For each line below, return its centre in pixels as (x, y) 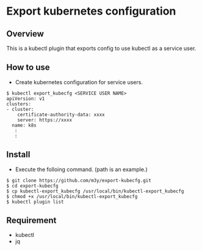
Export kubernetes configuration (91, 11)
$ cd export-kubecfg (33, 186)
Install (18, 154)
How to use (28, 67)
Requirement (31, 221)
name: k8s (24, 125)
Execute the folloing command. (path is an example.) (81, 169)
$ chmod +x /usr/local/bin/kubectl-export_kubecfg (72, 196)
